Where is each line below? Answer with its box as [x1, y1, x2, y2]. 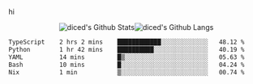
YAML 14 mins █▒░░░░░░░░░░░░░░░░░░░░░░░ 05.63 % [8, 52, 245, 61]
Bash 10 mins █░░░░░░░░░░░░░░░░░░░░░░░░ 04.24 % [8, 61, 245, 69]
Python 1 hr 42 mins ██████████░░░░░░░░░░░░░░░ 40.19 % [8, 45, 245, 53]
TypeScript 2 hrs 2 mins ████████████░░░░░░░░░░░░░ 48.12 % [8, 38, 245, 46]
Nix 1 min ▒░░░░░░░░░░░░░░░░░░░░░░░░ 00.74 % [8, 68, 245, 76]
